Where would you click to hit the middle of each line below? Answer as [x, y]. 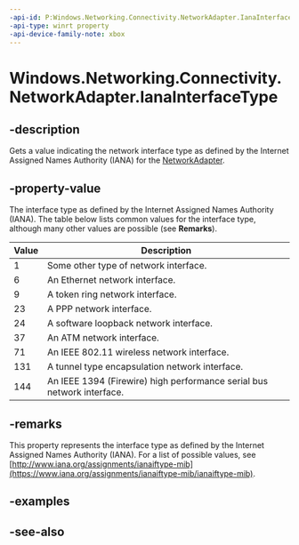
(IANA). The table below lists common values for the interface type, [133, 220]
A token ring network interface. [112, 294]
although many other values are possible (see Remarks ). [113, 228]
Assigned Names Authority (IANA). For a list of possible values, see [133, 455]
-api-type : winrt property [59, 26]
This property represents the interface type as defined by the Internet [137, 445]
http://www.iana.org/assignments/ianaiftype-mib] [103, 464]
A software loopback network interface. [130, 324]
